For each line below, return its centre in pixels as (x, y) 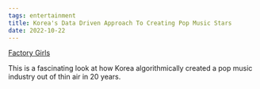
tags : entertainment (42, 15)
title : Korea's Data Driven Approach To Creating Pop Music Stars (120, 23)
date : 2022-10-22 (37, 30)
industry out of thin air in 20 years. (65, 77)
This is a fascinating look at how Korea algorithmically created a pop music (130, 68)
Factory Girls (29, 53)
